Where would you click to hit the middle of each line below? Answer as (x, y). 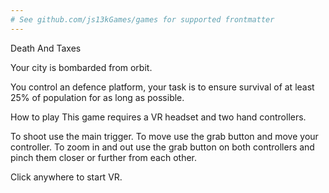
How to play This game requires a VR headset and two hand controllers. (158, 117)
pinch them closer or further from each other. (104, 157)
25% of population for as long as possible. (97, 97)
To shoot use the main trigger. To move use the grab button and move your (164, 136)
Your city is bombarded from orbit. (81, 67)
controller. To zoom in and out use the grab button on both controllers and (162, 147)
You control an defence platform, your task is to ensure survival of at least (162, 87)
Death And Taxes (46, 48)
